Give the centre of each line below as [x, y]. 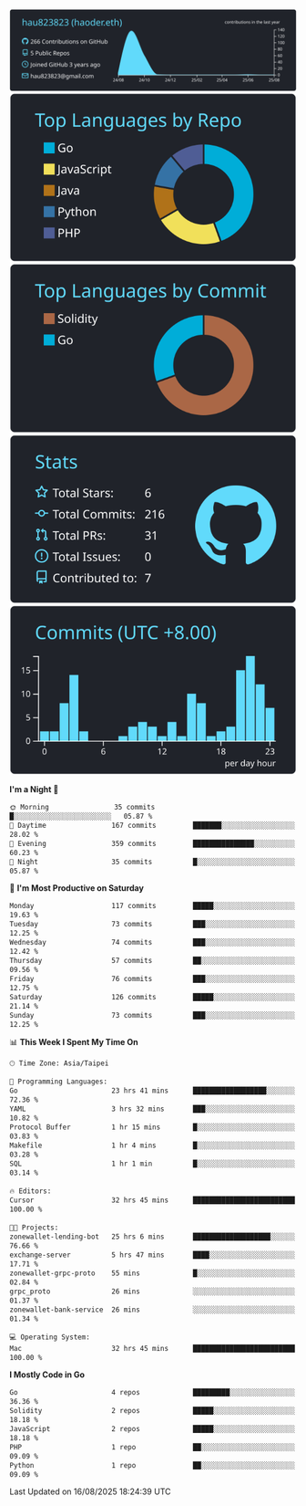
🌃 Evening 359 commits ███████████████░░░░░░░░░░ [153, 843]
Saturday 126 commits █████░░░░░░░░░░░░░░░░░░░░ [153, 997]
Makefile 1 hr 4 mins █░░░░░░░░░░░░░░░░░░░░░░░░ [153, 1145]
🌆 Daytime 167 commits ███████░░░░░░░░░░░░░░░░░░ [153, 825]
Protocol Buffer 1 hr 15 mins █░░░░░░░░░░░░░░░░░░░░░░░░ [153, 1127]
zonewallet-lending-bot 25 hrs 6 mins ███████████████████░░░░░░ [153, 1237]
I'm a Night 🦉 [34, 789]
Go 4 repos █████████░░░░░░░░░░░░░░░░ [153, 1392]
